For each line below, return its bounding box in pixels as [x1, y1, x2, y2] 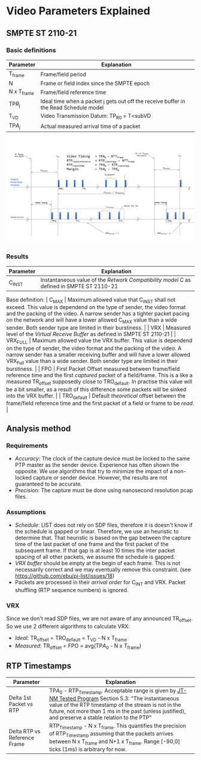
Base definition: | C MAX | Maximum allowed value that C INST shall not [6, 296, 176, 304]
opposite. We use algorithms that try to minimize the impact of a [14, 468, 173, 475]
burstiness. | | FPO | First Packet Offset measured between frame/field [6, 365, 180, 372]
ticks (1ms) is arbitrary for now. [48, 746, 127, 753]
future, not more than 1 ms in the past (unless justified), [48, 707, 186, 715]
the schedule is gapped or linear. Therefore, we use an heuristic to [14, 528, 179, 535]
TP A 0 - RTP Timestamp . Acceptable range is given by [48, 687, 176, 696]
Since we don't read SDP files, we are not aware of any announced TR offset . [6, 615, 193, 624]
